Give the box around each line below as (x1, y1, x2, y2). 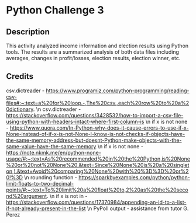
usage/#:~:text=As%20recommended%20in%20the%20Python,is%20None (6, 155, 190, 162)
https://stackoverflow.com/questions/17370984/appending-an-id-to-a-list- (6, 198, 187, 205)
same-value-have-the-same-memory (6, 142, 97, 149)
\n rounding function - (24, 173, 78, 181)
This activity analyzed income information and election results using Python (6, 42, 189, 49)
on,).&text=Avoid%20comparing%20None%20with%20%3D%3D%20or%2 (6, 168, 189, 175)
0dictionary (6, 106, 34, 113)
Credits (6, 71, 34, 82)
